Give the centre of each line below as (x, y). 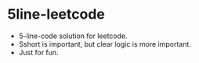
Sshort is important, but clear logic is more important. (105, 44)
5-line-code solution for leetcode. (73, 36)
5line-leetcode (56, 14)
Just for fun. (39, 52)
